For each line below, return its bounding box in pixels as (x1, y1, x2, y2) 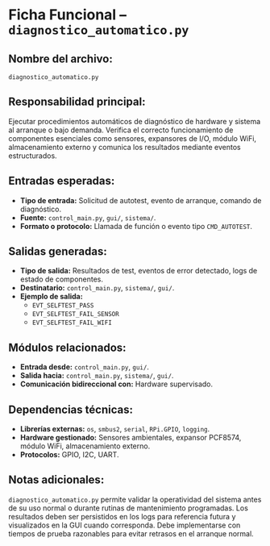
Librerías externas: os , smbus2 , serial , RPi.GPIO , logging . (19, 424, 210, 434)
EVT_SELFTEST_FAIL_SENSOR (31, 311, 119, 319)
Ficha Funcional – (8, 6, 127, 24)
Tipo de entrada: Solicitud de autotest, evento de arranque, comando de (19, 195, 262, 205)
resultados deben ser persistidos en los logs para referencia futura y (8, 511, 236, 521)
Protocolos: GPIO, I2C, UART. (19, 450, 119, 460)
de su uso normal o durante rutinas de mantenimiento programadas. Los (8, 502, 248, 513)
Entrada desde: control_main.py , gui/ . (19, 362, 149, 372)
